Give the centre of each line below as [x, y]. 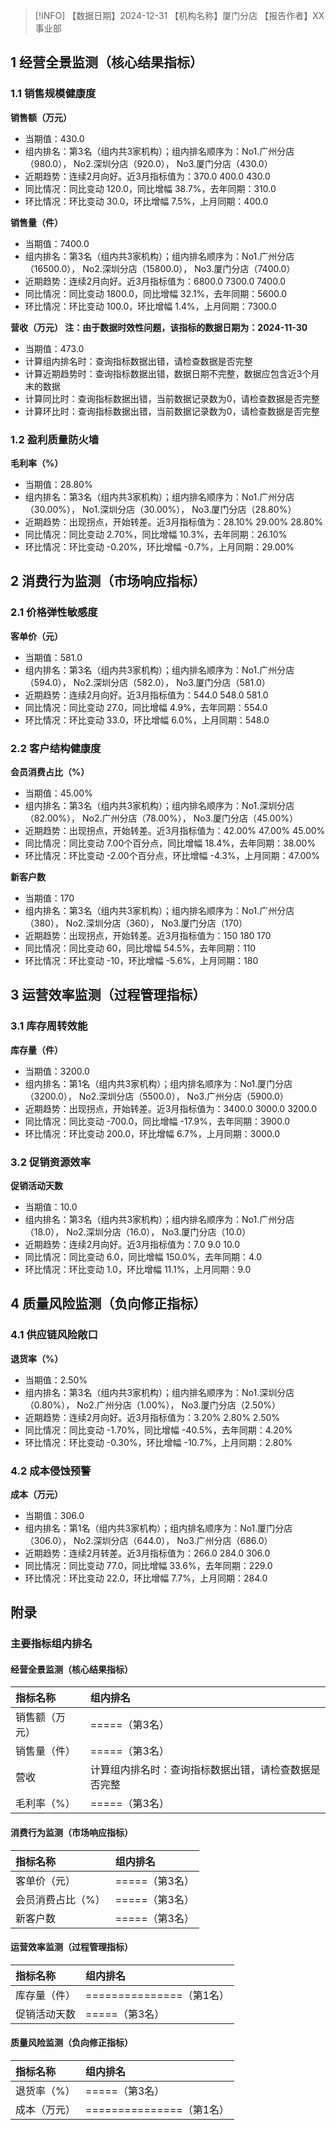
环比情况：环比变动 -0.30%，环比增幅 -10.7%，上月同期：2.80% [158, 1442]
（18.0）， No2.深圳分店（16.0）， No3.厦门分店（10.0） [138, 1231]
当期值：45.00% [58, 793]
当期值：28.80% [58, 484]
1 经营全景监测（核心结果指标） [107, 62]
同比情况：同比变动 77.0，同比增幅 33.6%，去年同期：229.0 [148, 1565]
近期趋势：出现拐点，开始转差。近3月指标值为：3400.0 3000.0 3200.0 [171, 1108]
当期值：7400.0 [57, 243]
